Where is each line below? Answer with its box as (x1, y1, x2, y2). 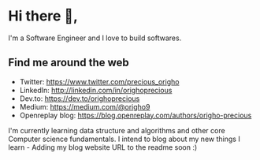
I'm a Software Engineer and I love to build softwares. (8, 33, 182, 43)
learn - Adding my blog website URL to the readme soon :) (8, 142, 198, 152)
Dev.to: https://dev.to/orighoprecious (19, 94, 140, 103)
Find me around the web (8, 56, 130, 69)
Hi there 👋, (8, 7, 79, 25)
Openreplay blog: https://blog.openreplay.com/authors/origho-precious (19, 110, 252, 120)
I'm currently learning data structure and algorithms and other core (8, 125, 226, 135)
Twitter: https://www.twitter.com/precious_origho (19, 76, 180, 86)
